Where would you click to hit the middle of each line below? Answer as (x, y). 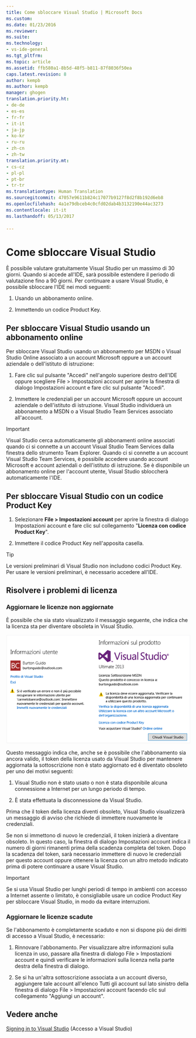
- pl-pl (16, 173)
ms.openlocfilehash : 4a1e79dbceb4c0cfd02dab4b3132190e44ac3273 (85, 204)
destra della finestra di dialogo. (52, 966)
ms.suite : (18, 37)
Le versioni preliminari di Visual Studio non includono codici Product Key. (94, 566)
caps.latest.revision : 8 (36, 74)
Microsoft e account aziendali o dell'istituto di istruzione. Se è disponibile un (98, 465)
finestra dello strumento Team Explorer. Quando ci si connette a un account (97, 453)
